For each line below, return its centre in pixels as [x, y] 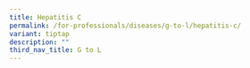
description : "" [39, 42]
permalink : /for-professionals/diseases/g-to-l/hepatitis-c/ [125, 26]
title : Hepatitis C [46, 17]
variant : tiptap [39, 34]
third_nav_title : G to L [55, 50]
